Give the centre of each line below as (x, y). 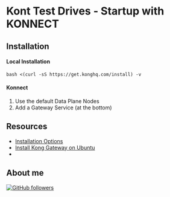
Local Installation (28, 62)
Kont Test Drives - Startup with (85, 11)
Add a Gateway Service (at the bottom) (64, 108)
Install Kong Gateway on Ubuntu (55, 147)
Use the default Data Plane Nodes (57, 101)
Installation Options (39, 141)
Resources (27, 127)
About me (25, 173)
